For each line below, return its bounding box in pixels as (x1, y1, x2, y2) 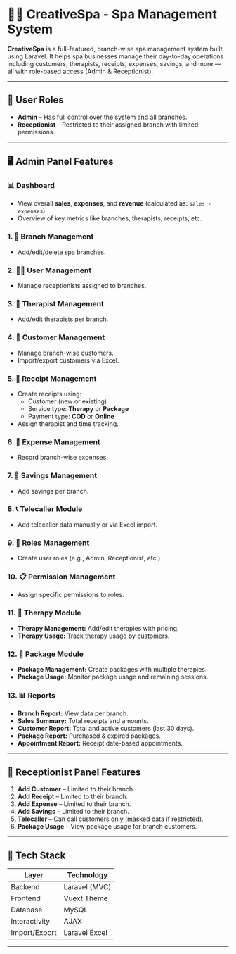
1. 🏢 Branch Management (7, 232, 94, 241)
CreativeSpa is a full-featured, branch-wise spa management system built (7, 44, 223, 53)
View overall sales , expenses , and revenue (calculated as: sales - (17, 199, 212, 208)
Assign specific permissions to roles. (17, 591, 124, 599)
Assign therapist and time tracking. (17, 419, 119, 428)
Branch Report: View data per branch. (17, 709, 129, 717)
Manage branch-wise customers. (17, 349, 114, 357)
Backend (11, 881, 40, 891)
